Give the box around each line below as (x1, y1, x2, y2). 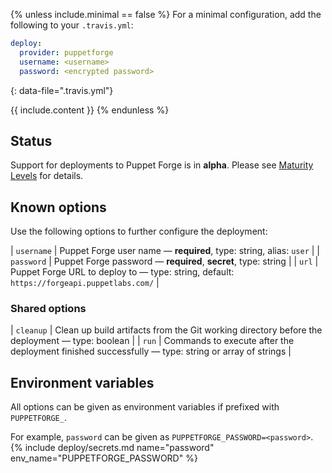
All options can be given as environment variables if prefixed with (10, 401, 280, 413)
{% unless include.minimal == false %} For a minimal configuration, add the (10, 9, 322, 20)
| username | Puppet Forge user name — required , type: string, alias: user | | (10, 245, 320, 257)
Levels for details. (10, 170, 84, 182)
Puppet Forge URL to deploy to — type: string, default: (10, 266, 235, 278)
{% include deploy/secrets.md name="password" (10, 442, 215, 454)
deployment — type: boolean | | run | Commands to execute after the (10, 335, 295, 347)
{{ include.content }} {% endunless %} (10, 104, 170, 116)
